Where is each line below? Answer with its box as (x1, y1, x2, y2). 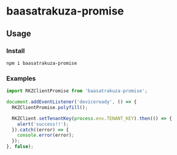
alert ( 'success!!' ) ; (17, 121, 69, 127)
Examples (6, 74, 36, 82)
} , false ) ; (6, 143, 34, 150)
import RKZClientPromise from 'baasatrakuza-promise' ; (6, 88, 148, 94)
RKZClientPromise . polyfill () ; (12, 104, 88, 110)
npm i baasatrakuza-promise (6, 60, 78, 66)
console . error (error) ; (17, 132, 75, 139)
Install (6, 47, 25, 55)
